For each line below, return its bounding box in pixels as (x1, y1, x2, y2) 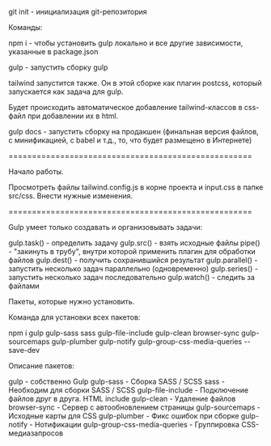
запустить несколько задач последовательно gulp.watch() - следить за (8, 273, 255, 282)
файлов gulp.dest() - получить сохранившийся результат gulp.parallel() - (8, 255, 258, 265)
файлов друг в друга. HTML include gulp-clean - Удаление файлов (8, 394, 236, 403)
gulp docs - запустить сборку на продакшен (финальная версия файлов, (8, 127, 259, 136)
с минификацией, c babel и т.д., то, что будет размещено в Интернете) (8, 135, 252, 145)
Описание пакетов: (8, 361, 74, 371)
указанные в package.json (8, 47, 99, 56)
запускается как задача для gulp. (8, 87, 124, 96)
